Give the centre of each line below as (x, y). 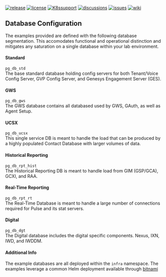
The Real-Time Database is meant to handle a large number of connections (83, 203)
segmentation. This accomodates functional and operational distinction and (83, 41)
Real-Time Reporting (27, 188)
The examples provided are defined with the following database (71, 36)
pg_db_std (16, 69)
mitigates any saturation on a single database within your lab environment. (82, 46)
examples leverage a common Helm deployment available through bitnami (82, 269)
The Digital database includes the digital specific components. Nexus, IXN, (82, 236)
